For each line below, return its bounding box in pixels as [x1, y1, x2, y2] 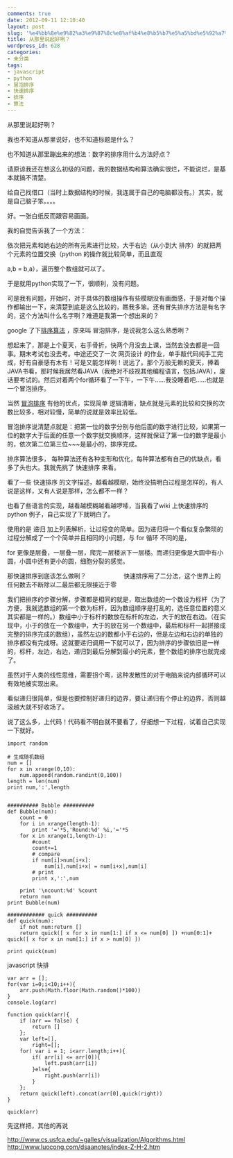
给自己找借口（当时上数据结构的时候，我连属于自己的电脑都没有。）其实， [7, 188, 217, 196]
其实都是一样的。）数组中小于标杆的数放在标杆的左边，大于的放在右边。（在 [7, 612, 220, 621]
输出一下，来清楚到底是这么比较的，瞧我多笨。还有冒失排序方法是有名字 [19, 303, 226, 311]
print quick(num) [7, 948, 58, 955]
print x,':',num [32, 875, 79, 882]
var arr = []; [7, 975, 49, 982]
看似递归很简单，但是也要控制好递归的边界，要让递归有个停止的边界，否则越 [7, 694, 226, 702]
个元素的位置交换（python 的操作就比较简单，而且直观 [7, 249, 163, 258]
